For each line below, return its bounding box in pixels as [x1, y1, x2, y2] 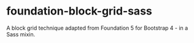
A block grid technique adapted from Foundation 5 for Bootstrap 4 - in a [6, 24, 188, 31]
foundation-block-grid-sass [6, 4, 152, 18]
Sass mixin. [6, 30, 36, 38]
